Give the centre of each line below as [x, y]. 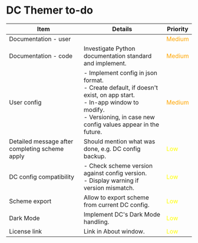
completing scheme [37, 149]
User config [25, 102]
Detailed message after [41, 141]
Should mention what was [119, 141]
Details [122, 29]
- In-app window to [111, 102]
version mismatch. [109, 188]
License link [26, 231]
